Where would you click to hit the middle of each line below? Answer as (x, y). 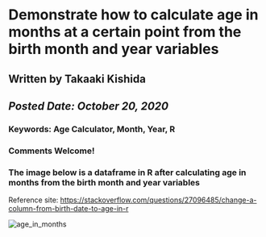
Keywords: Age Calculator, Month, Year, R (92, 129)
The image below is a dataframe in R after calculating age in (127, 173)
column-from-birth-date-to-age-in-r (69, 209)
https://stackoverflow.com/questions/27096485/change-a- (158, 200)
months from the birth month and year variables (104, 182)
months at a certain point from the (125, 32)
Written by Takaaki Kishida (77, 79)
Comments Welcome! (52, 151)
